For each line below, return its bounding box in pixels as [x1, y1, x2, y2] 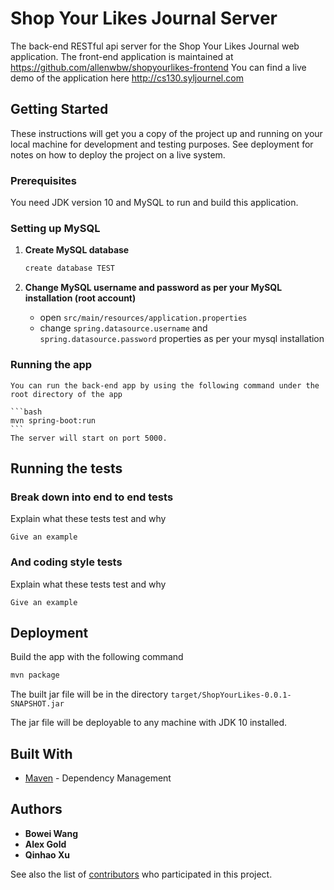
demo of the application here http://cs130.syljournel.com [10, 72, 244, 84]
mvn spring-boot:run [10, 415, 97, 426]
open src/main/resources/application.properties [39, 312, 248, 324]
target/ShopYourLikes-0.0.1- [170, 690, 292, 701]
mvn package [10, 670, 60, 681]
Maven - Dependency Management [24, 772, 172, 784]
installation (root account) [24, 292, 137, 304]
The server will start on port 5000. [10, 433, 168, 443]
